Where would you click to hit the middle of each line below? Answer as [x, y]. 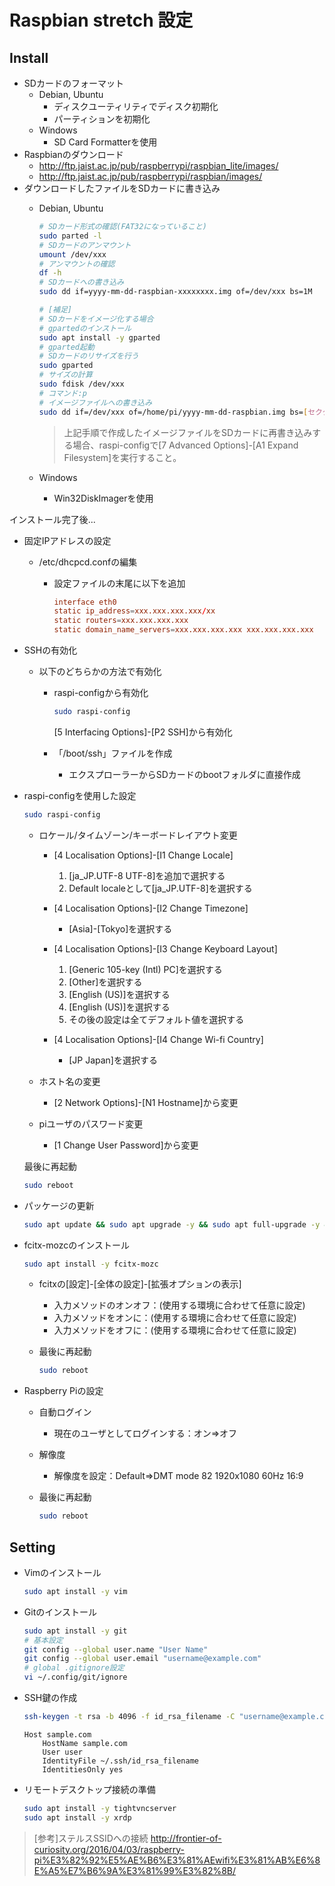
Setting [32, 1547]
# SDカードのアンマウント [85, 245]
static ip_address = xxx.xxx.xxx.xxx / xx [134, 611]
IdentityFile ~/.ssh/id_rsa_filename [120, 1761]
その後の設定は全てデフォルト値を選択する [156, 1019]
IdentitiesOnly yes [83, 1769]
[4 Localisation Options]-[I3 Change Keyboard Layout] [165, 948]
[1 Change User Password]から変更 [126, 1145]
